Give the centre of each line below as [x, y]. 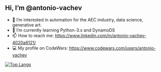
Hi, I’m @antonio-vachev [43, 8]
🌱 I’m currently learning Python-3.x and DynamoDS [64, 30]
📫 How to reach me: [33, 36]
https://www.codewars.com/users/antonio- [112, 48]
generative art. [27, 25]
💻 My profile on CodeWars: [40, 48]
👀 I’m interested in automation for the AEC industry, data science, [78, 19]
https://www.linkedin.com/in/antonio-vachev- [101, 36]
